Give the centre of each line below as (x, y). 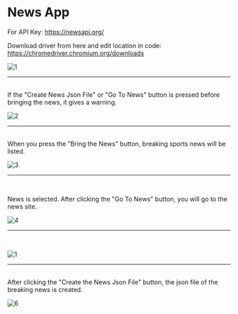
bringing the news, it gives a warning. (62, 102)
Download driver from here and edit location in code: (84, 45)
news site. (22, 207)
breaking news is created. (45, 289)
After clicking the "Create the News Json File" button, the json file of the (113, 282)
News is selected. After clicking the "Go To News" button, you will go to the (118, 199)
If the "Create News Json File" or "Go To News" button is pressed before (114, 94)
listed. (16, 151)
